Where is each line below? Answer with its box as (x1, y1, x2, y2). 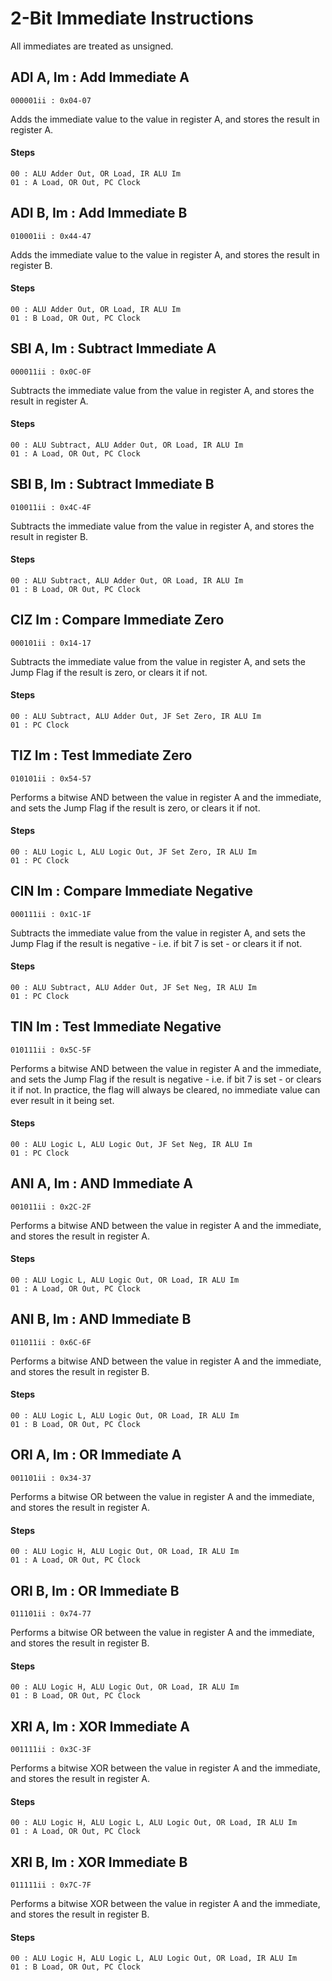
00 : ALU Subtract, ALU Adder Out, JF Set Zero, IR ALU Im (10, 712, 262, 722)
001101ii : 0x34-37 (10, 1473, 92, 1483)
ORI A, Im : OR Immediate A (10, 1447, 182, 1464)
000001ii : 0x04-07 (10, 95, 92, 106)
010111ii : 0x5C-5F (10, 1045, 92, 1055)
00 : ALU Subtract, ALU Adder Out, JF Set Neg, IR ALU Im (10, 983, 257, 993)
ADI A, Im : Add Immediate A (10, 69, 190, 86)
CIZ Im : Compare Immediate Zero (10, 612, 225, 629)
